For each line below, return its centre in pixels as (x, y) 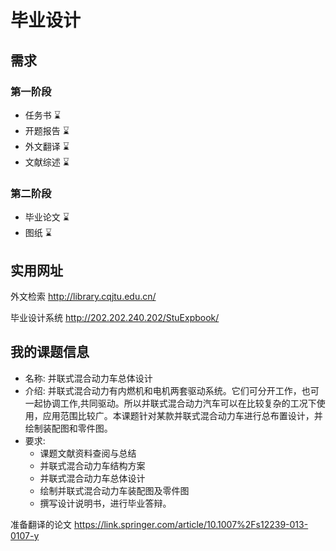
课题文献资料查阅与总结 (88, 453)
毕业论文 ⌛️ (47, 217)
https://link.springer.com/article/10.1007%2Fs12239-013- (191, 524)
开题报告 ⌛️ (47, 130)
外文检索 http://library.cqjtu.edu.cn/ (83, 296)
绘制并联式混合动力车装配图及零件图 (114, 490)
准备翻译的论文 (41, 524)
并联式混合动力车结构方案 (92, 465)
